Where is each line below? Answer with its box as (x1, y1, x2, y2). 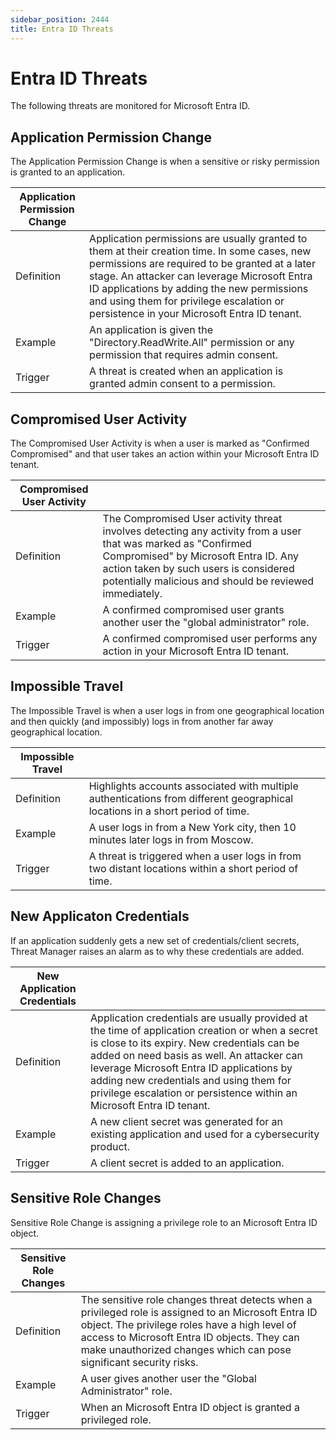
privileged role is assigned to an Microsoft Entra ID (80, 1305, 318, 1319)
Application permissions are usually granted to (89, 232, 308, 246)
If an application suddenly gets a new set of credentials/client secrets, (10, 934, 300, 946)
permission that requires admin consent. (89, 348, 279, 362)
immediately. (102, 587, 163, 601)
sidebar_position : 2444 (10, 14, 110, 25)
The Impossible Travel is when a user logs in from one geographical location (10, 704, 325, 716)
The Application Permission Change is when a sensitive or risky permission (10, 156, 320, 168)
